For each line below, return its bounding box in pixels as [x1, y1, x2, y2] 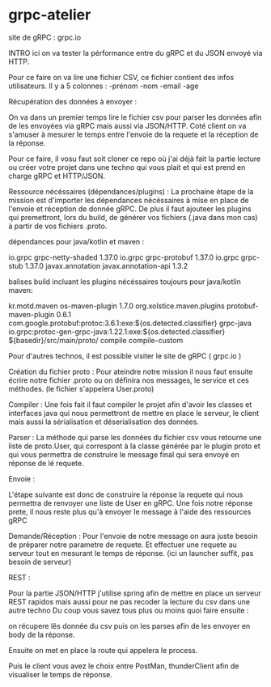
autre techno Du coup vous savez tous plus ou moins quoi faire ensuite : [8, 605, 249, 615]
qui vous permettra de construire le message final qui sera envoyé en [8, 449, 240, 459]
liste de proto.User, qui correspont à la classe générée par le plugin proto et [8, 441, 260, 451]
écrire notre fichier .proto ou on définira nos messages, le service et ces [8, 375, 249, 385]
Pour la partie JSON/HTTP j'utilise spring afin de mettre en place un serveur [8, 588, 261, 598]
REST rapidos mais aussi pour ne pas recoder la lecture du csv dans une [8, 596, 251, 606]
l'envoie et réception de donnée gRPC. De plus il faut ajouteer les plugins [8, 204, 252, 214]
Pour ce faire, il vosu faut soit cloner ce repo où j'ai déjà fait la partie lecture [8, 154, 261, 163]
